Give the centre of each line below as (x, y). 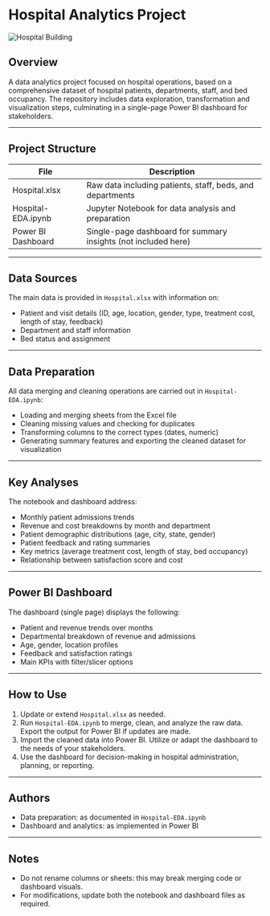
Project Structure (52, 149)
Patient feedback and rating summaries (85, 543)
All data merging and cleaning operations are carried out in (106, 391)
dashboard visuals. (51, 887)
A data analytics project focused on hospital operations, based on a (120, 81)
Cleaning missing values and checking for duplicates (107, 424)
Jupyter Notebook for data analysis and (161, 208)
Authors (29, 798)
